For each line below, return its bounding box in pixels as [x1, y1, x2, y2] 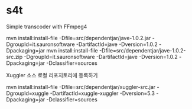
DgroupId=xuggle [6, 90, 49, 97]
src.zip [6, 53, 23, 60]
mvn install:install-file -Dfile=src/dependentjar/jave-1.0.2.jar [6, 34, 151, 41]
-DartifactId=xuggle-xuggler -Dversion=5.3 [50, 90, 155, 97]
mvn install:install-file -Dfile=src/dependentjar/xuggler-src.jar [6, 83, 156, 90]
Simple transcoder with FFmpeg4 [6, 23, 87, 30]
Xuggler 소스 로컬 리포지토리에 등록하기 [6, 71, 98, 78]
